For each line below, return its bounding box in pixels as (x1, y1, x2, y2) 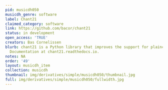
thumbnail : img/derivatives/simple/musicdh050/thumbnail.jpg (5, 72, 135, 77)
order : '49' (5, 58, 30, 63)
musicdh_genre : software (5, 12, 57, 17)
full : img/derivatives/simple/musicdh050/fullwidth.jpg (5, 77, 124, 82)
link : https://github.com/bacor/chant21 (5, 26, 91, 31)
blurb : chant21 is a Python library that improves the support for (5, 44, 149, 49)
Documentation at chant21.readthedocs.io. (9, 49, 99, 54)
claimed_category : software (5, 21, 64, 26)
